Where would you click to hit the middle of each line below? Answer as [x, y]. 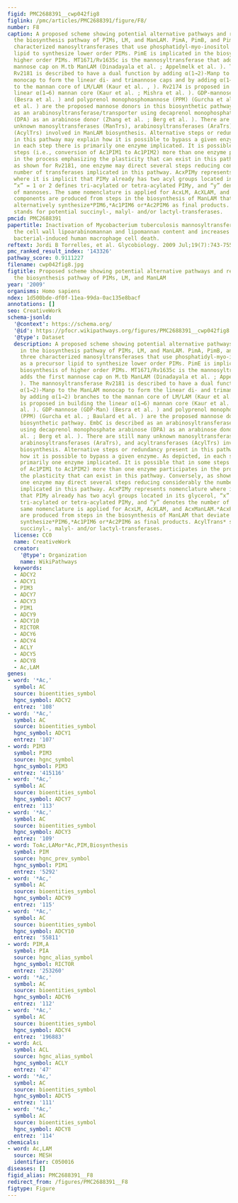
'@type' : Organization [53, 555]
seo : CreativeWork [34, 311]
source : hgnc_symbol [44, 759]
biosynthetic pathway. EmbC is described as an [91, 423]
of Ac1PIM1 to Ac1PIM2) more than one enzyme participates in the [120, 469]
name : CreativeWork [42, 542]
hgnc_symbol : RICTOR [44, 964]
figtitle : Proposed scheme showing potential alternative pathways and [115, 271]
